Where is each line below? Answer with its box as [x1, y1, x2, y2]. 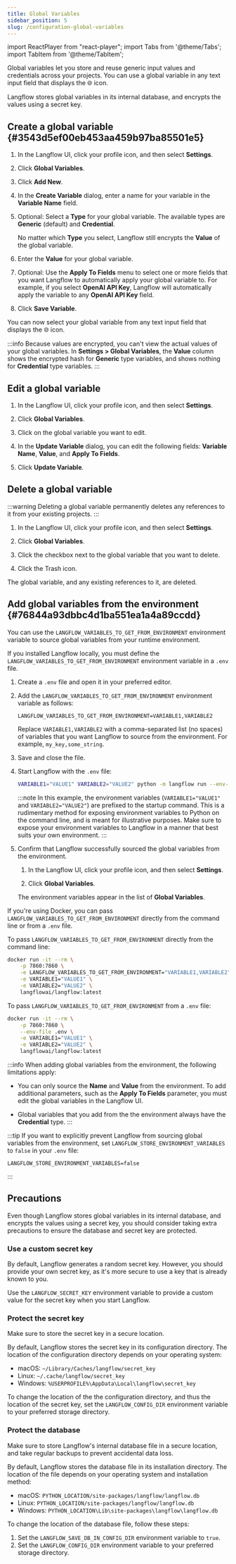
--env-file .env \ [20, 1028, 74, 1035]
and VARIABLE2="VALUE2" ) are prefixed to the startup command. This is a [17, 800, 225, 809]
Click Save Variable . [17, 304, 77, 313]
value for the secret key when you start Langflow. [7, 1296, 151, 1304]
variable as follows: [17, 698, 74, 707]
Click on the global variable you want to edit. [17, 429, 147, 436]
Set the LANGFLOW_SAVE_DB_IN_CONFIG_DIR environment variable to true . [17, 1533, 221, 1541]
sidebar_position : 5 [7, 17, 68, 24]
